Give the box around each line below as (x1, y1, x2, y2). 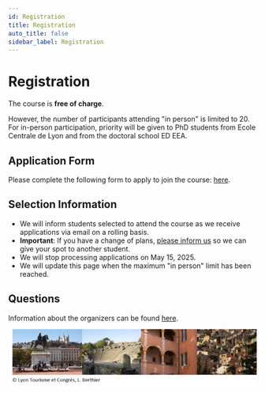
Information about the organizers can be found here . (8, 313, 179, 323)
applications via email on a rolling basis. (19, 227, 150, 236)
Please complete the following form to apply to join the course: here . (8, 175, 231, 184)
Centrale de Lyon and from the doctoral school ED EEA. (8, 131, 188, 141)
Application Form (8, 154, 95, 168)
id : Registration (8, 13, 65, 21)
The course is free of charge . (8, 99, 104, 108)
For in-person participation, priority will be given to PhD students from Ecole (8, 123, 256, 132)
